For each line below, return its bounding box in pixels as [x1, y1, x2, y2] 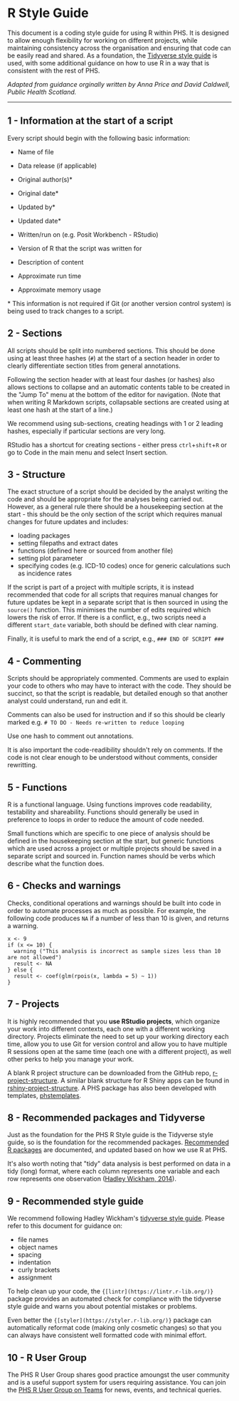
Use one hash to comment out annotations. [7, 732, 134, 740]
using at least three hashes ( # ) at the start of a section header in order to [7, 353, 221, 362]
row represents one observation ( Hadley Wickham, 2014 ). [7, 1175, 176, 1183]
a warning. [7, 921, 39, 929]
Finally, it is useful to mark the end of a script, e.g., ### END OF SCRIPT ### [7, 634, 224, 643]
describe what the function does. [7, 859, 105, 868]
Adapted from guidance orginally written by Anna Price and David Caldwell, [7, 80, 230, 88]
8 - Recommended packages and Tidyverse [7, 1112, 206, 1124]
